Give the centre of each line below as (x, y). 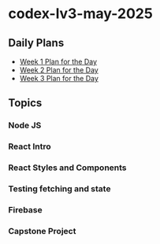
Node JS (25, 125)
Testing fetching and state (60, 189)
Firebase (25, 210)
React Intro (30, 146)
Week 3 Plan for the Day (59, 78)
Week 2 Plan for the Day (59, 70)
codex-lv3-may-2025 (81, 14)
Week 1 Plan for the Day (58, 61)
